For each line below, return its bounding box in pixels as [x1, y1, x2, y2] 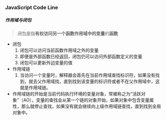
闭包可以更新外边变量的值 [19, 59, 73, 66]
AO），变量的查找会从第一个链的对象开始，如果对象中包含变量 [23, 97, 150, 103]
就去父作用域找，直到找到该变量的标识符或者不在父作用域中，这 [28, 78, 160, 84]
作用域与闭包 [5, 17, 31, 23]
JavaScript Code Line [5, 4, 58, 11]
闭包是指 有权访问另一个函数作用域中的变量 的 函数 [17, 30, 118, 36]
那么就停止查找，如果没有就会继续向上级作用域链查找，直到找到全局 [21, 103, 161, 109]
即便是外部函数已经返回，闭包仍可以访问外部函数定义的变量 [19, 53, 143, 59]
